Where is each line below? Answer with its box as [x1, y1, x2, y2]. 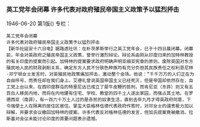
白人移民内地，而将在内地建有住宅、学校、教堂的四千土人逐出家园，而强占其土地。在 [10, 90, 189, 96]
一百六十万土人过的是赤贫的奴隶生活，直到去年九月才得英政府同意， [44, 97, 187, 103]
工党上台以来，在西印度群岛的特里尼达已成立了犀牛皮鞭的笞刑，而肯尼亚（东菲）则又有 [6, 84, 189, 90]
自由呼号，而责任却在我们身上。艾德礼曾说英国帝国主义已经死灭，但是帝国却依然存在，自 [6, 78, 193, 84]
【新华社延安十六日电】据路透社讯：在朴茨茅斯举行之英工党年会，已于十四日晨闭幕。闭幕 [6, 46, 193, 52]
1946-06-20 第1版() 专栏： [6, 20, 72, 28]
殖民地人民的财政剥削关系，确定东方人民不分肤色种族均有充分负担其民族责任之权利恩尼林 [6, 65, 193, 71]
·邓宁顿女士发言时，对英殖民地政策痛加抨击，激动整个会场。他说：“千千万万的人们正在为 [6, 71, 195, 77]
